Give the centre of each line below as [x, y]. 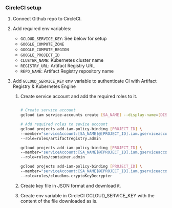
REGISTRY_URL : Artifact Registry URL [58, 66]
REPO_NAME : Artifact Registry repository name [67, 71]
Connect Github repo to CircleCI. [47, 19]
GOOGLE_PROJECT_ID [40, 55]
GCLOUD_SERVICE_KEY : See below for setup [63, 39]
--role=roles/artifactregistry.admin [61, 138]
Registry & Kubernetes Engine [44, 86]
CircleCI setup [24, 8]
